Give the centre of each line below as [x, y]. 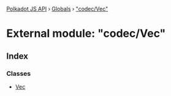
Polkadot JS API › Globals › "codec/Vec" [57, 9]
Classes [19, 73]
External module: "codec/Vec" [86, 34]
